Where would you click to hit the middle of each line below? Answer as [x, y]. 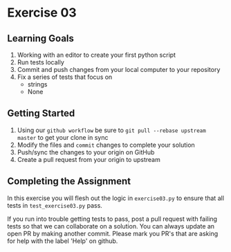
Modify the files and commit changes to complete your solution [106, 145]
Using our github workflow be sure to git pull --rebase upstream [111, 130]
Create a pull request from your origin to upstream [89, 159]
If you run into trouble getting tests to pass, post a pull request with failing [112, 219]
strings [37, 84]
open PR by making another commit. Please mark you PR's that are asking [113, 233]
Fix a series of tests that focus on [65, 77]
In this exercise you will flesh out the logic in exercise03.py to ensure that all [116, 198]
